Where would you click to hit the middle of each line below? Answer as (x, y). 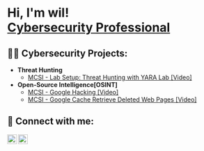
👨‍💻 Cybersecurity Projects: (68, 53)
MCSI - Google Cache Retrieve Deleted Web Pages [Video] (112, 100)
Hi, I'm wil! (38, 13)
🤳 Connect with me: (50, 121)
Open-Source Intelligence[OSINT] (68, 85)
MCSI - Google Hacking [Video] (73, 92)
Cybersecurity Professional (89, 27)
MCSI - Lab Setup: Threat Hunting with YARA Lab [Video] (110, 77)
